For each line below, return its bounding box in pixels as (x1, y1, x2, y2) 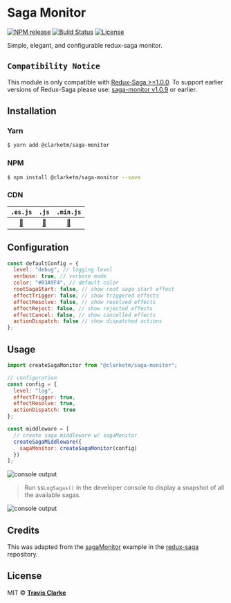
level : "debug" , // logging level (13, 267, 113, 273)
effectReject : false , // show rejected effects (13, 305, 154, 312)
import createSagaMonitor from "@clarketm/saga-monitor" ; (7, 362, 178, 369)
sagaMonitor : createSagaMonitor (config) (19, 444, 138, 451)
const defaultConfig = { (7, 260, 79, 267)
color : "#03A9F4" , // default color (13, 279, 119, 287)
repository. (7, 550, 38, 559)
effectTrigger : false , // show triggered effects (13, 292, 159, 299)
